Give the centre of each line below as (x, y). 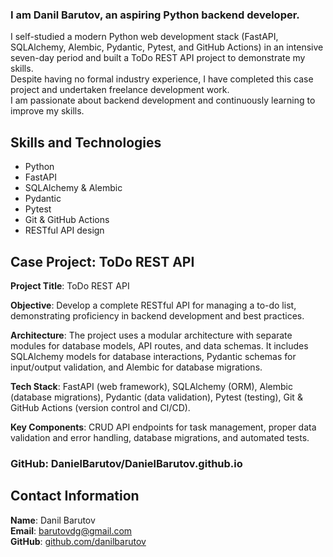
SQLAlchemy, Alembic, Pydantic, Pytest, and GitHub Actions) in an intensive (167, 47)
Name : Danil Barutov (53, 520)
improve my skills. (47, 111)
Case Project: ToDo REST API (102, 261)
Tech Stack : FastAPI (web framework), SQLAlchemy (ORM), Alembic (151, 386)
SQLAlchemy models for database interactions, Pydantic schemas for (153, 356)
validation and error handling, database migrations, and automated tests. (160, 437)
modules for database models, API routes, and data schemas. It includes (159, 345)
